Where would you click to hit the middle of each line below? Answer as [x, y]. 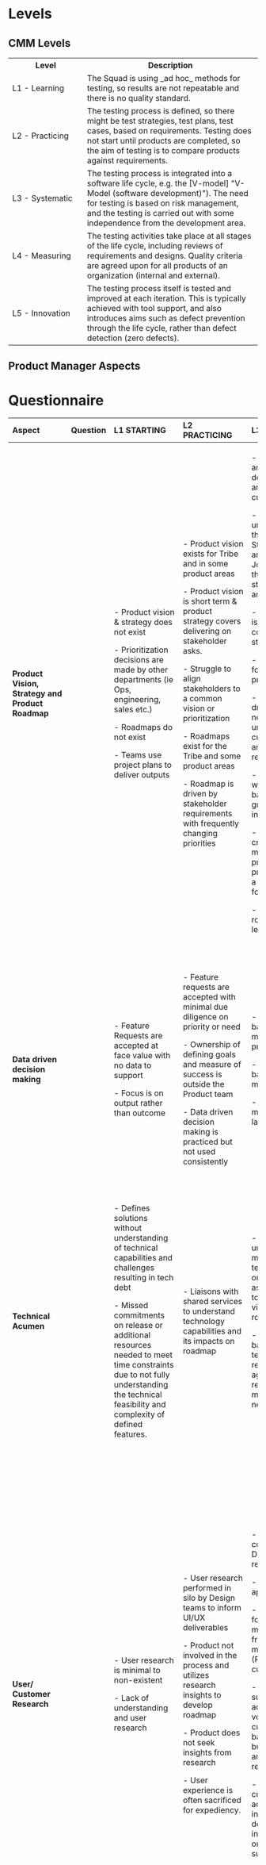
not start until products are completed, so [163, 141]
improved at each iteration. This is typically [167, 298]
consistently [205, 1161]
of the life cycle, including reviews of [155, 246]
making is [201, 1132]
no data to [133, 1065]
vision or [199, 708]
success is [202, 1074]
